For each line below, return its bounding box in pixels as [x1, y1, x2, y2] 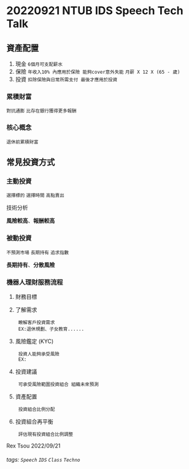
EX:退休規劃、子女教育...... [18, 326, 85, 332]
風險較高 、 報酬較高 [6, 217, 55, 224]
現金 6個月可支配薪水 [15, 60, 63, 68]
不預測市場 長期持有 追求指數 [6, 250, 69, 256]
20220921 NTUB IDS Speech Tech [6, 4, 183, 18]
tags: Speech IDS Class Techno [6, 456, 80, 463]
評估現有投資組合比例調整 [18, 431, 74, 437]
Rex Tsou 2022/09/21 [6, 442, 61, 449]
